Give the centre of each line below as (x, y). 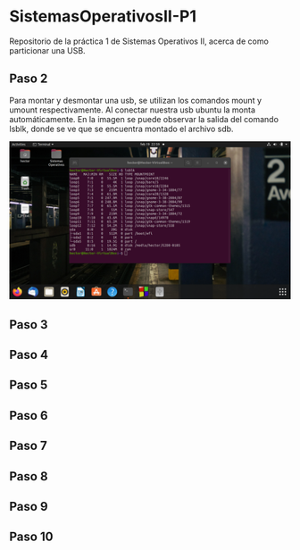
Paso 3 (29, 325)
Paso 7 (28, 446)
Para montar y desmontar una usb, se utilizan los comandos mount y (135, 100)
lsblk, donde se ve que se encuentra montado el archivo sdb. (121, 129)
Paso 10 (31, 537)
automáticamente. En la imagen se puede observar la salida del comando (144, 119)
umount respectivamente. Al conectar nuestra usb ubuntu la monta (133, 110)
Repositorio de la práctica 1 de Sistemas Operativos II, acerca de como (139, 41)
